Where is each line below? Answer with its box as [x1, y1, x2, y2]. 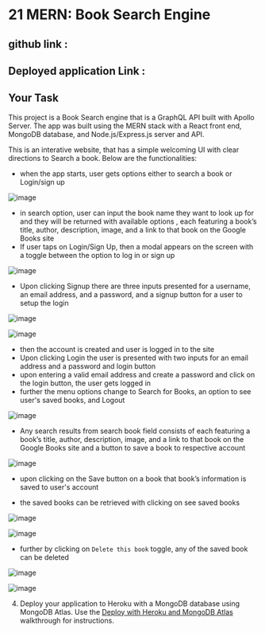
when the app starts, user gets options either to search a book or [19, 169, 232, 178]
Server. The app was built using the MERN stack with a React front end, [8, 121, 242, 131]
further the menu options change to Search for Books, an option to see [19, 386, 252, 396]
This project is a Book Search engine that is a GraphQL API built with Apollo [8, 112, 255, 122]
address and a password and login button [19, 361, 156, 371]
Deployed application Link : [8, 64, 146, 77]
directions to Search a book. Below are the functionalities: [8, 153, 197, 162]
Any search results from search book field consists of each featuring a [19, 426, 251, 436]
